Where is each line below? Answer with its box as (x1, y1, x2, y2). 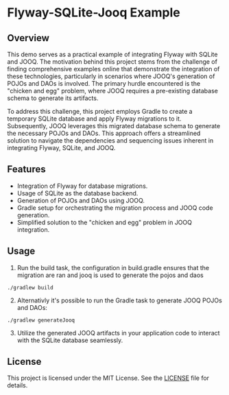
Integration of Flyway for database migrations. (16, 182, 148, 190)
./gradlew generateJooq (7, 317, 75, 324)
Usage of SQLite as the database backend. (16, 189, 138, 197)
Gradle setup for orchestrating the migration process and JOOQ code (16, 204, 214, 212)
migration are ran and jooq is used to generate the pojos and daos (16, 271, 204, 279)
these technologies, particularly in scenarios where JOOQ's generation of (7, 72, 215, 80)
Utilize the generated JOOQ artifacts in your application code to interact (16, 328, 221, 337)
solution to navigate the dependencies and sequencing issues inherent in (7, 136, 214, 145)
